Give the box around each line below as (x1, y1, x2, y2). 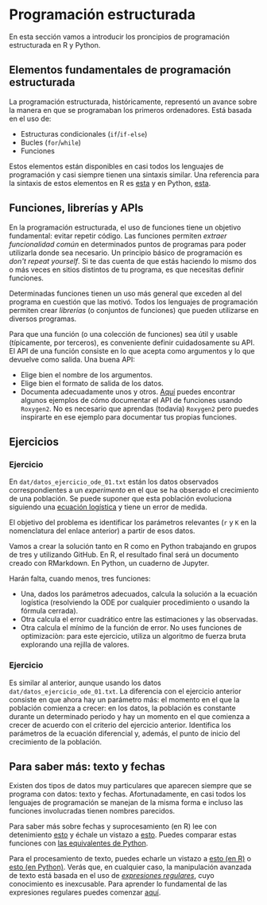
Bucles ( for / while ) (20, 137, 82, 147)
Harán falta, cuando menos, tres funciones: (9, 574, 151, 583)
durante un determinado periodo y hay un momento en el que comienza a (9, 711, 250, 721)
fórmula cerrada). (20, 606, 79, 616)
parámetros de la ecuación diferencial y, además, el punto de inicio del (9, 729, 241, 738)
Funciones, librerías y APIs (9, 201, 144, 215)
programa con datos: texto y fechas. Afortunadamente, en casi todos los (9, 789, 246, 799)
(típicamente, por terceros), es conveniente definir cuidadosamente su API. (9, 338, 255, 347)
